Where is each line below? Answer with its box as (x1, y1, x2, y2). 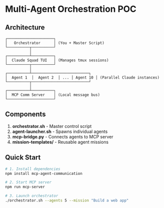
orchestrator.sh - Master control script (12, 123, 92, 129)
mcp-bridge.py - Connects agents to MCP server (12, 133, 113, 139)
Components (5, 110, 46, 119)
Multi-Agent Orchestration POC (5, 3, 137, 15)
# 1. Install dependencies (5, 166, 61, 171)
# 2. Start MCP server (5, 180, 52, 185)
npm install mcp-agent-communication (5, 171, 83, 176)
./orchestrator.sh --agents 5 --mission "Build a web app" (5, 198, 129, 203)
